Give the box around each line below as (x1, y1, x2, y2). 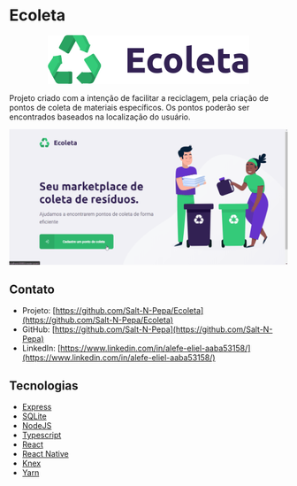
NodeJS (21, 420, 52, 431)
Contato (9, 282, 55, 297)
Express (21, 402, 52, 413)
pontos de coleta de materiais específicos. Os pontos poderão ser (9, 102, 250, 112)
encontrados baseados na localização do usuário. (9, 112, 192, 122)
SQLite (21, 411, 47, 421)
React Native (21, 449, 69, 459)
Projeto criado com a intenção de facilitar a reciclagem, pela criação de (9, 92, 270, 103)
